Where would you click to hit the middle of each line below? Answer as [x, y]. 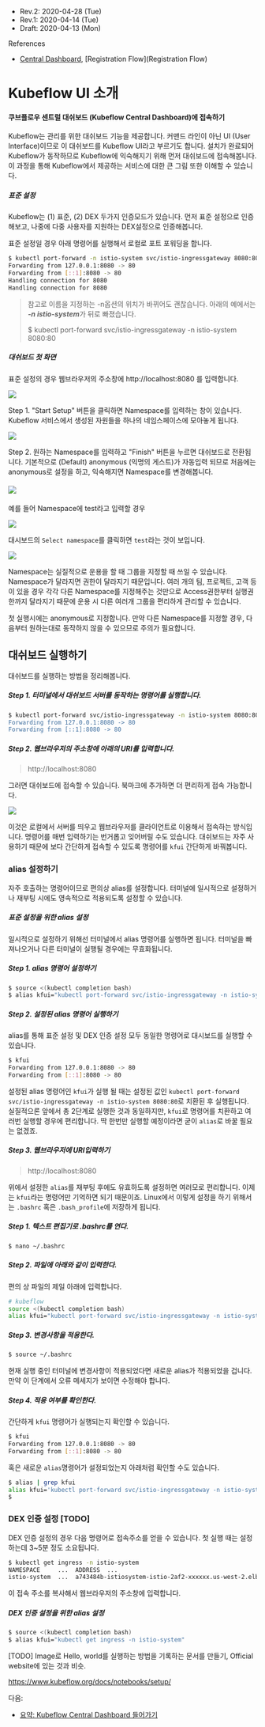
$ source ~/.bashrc [40, 1355]
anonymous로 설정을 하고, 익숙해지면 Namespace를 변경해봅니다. [111, 472]
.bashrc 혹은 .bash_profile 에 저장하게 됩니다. [88, 1206]
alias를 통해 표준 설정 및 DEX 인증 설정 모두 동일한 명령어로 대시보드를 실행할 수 [131, 1036]
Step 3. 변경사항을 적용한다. [51, 1335]
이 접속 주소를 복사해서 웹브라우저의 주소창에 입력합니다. [95, 1593]
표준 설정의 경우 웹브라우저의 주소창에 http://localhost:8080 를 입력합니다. [123, 378]
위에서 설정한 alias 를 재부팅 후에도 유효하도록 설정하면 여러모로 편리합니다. [124, 1187]
